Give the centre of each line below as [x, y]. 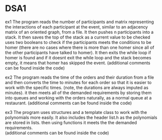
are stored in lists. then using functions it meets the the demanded [71, 122]
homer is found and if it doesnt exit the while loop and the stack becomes [78, 57]
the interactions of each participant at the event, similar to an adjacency [77, 27]
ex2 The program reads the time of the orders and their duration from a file [80, 77]
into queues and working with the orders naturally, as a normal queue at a [78, 98]
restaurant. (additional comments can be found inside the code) [68, 103]
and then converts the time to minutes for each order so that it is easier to [78, 82]
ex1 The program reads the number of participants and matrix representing [80, 22]
